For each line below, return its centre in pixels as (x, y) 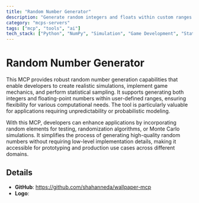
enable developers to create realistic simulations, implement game (87, 86)
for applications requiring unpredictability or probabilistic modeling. (88, 111)
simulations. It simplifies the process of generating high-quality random (93, 135)
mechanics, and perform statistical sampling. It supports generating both (95, 92)
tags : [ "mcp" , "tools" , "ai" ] (44, 28)
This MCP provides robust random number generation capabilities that (92, 80)
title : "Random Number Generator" (49, 12)
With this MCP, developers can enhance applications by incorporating (91, 123)
